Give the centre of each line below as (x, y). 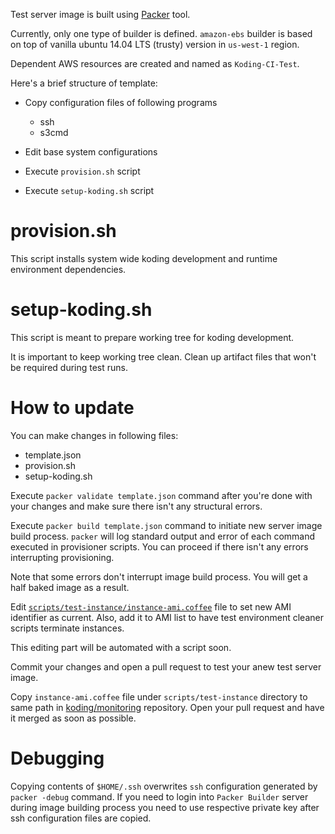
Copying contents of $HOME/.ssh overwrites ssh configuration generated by (164, 786)
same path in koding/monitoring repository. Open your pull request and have (167, 707)
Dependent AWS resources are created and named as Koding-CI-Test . (155, 63)
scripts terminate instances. (67, 628)
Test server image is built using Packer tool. (100, 14)
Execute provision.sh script (82, 171)
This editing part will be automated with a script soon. (121, 647)
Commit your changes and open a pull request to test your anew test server (166, 666)
